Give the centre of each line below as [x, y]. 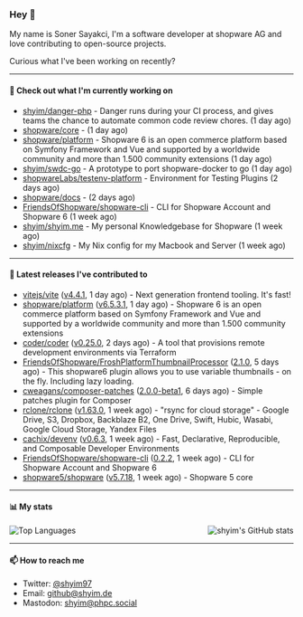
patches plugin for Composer [77, 400]
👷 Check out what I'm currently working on [91, 90]
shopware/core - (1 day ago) [75, 129]
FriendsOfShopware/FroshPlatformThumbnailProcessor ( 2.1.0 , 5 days [151, 362]
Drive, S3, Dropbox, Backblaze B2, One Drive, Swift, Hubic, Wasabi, [147, 419]
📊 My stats [31, 507]
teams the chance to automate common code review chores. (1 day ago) [156, 120]
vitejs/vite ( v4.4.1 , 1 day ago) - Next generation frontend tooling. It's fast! [156, 294]
